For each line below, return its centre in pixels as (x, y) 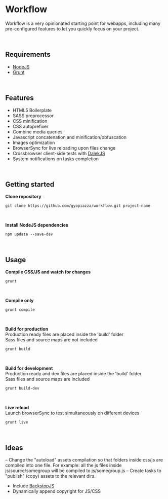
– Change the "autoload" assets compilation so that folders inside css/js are (84, 460)
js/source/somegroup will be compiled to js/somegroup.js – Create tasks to (83, 471)
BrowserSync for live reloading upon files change (64, 148)
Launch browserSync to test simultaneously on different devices (72, 413)
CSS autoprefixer (31, 126)
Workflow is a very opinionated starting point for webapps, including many (83, 23)
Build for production (27, 329)
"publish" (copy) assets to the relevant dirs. (51, 476)
